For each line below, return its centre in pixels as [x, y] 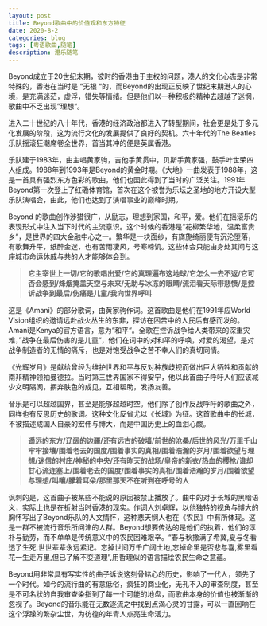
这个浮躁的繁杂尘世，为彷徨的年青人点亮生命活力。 [92, 614]
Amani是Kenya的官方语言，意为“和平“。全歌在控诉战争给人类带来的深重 [126, 330]
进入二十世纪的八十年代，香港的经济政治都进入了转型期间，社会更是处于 [126, 123]
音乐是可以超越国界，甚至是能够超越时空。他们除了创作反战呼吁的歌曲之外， [133, 404]
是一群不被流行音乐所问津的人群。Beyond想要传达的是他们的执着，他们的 [128, 527]
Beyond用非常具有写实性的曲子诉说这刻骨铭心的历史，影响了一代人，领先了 [132, 574]
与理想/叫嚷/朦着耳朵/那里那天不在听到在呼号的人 [108, 480]
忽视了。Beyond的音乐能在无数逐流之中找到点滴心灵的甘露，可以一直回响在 [132, 604]
